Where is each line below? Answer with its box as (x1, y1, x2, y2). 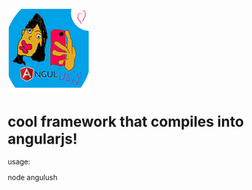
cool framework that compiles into (7, 113, 245, 132)
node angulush (7, 172, 58, 182)
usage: (7, 157, 31, 166)
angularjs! (7, 130, 78, 149)
